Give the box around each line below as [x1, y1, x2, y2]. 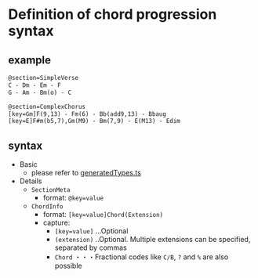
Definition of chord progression [8, 5, 217, 23]
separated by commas [54, 243, 127, 252]
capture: [42, 218, 71, 228]
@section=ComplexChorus [8, 103, 86, 110]
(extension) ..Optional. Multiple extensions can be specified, [54, 235, 251, 244]
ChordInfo [31, 203, 64, 211]
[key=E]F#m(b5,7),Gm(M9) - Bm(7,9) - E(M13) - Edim [8, 117, 180, 125]
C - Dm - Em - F [8, 81, 61, 89]
